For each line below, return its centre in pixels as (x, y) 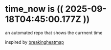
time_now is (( (34, 9)
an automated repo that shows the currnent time (54, 33)
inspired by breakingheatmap (35, 42)
